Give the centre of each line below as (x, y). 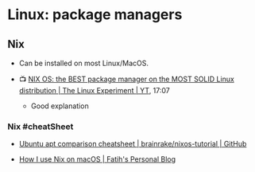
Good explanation (60, 106)
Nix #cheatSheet (41, 127)
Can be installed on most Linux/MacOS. (83, 63)
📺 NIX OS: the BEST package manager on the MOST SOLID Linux (127, 79)
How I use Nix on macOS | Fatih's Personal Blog (97, 159)
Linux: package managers (95, 15)
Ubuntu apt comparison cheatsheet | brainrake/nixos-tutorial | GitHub (133, 144)
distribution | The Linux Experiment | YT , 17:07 (94, 90)
